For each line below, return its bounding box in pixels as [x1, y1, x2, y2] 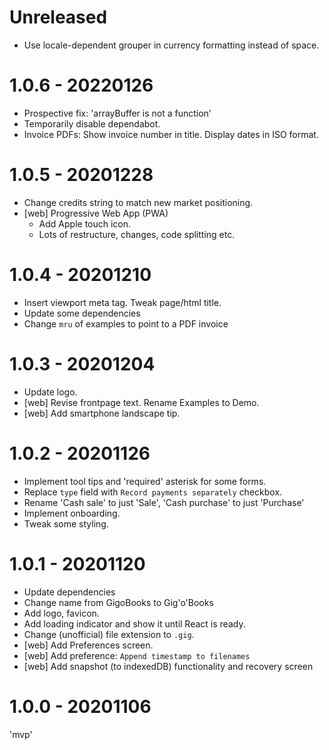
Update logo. [23, 386, 78, 398]
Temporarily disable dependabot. [23, 117, 161, 130]
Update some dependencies [23, 307, 141, 319]
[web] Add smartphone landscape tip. [23, 407, 181, 419]
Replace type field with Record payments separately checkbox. [23, 486, 283, 498]
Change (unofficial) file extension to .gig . [23, 628, 195, 640]
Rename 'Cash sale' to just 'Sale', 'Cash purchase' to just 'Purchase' [23, 496, 305, 508]
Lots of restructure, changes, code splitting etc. [38, 228, 236, 240]
